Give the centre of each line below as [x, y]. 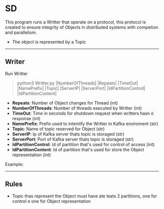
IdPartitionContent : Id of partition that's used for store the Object [78, 149]
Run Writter [17, 73]
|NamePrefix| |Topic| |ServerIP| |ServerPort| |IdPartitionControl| [81, 88]
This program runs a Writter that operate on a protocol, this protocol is [76, 22]
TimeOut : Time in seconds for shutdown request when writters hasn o [83, 113]
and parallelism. [21, 32]
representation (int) [31, 155]
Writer [15, 62]
